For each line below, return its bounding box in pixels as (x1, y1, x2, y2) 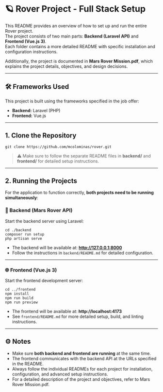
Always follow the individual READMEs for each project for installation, (12, 366, 153, 372)
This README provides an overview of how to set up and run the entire (5, 22, 147, 29)
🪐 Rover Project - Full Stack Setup (5, 3, 146, 15)
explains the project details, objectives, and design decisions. (5, 63, 128, 69)
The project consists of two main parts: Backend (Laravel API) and (5, 33, 139, 39)
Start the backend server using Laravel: (5, 218, 84, 224)
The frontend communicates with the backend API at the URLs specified (12, 355, 157, 361)
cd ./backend (5, 227, 32, 233)
